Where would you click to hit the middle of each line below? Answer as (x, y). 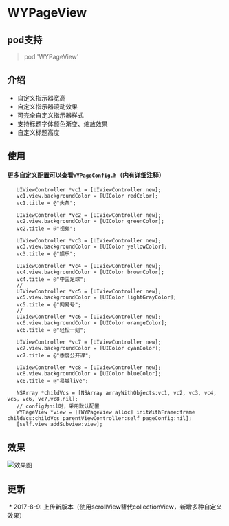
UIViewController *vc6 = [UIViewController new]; (89, 317)
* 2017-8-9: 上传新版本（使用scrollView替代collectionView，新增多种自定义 (115, 507)
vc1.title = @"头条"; (46, 203)
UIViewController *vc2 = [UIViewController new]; (89, 215)
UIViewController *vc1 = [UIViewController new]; (89, 190)
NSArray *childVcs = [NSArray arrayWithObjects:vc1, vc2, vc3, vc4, (116, 393)
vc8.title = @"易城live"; (52, 381)
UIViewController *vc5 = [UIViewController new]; (89, 292)
